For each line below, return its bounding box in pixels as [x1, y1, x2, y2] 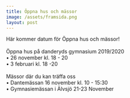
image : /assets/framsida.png [6, 14, 77, 20]
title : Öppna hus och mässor [6, 8, 77, 15]
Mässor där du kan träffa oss [6, 73, 76, 80]
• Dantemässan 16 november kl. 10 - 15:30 [6, 79, 108, 86]
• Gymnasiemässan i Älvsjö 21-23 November [6, 86, 114, 93]
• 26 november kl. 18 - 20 [6, 54, 69, 62]
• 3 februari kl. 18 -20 [6, 60, 58, 67]
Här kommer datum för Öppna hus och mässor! [6, 36, 120, 43]
